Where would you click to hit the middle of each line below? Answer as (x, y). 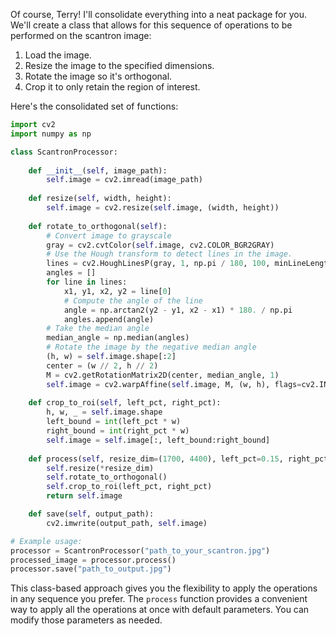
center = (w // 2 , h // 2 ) (102, 365)
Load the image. (58, 55)
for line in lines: (87, 282)
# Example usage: (46, 541)
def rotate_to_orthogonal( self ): (98, 226)
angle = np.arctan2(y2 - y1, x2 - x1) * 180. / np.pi (178, 310)
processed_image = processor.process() (93, 560)
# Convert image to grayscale (109, 235)
